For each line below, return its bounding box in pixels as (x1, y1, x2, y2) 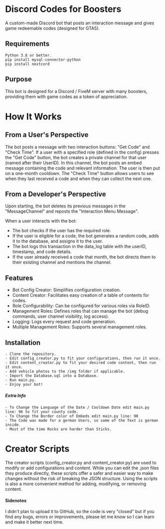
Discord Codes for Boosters (5, 3, 121, 15)
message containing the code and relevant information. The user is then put (5, 165, 160, 171)
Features (5, 273, 33, 282)
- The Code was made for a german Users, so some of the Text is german (5, 418, 159, 423)
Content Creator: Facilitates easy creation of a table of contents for (12, 292, 150, 298)
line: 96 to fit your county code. (5, 409, 79, 414)
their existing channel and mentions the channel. (12, 260, 112, 265)
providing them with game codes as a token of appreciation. (5, 93, 128, 99)
